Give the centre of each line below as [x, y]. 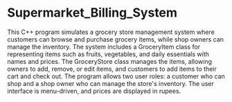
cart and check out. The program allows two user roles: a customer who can [116, 76]
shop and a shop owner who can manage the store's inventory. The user [111, 83]
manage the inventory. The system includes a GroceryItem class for [104, 46]
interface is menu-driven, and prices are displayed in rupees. [94, 91]
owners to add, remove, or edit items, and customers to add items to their [112, 69]
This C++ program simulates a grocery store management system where [111, 32]
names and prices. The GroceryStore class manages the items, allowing [110, 61]
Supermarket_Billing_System [92, 13]
